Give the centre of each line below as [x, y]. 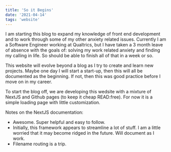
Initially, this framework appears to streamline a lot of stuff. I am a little [87, 128]
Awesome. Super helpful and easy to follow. [59, 122]
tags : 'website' [23, 19]
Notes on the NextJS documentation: [44, 112]
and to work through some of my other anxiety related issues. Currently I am [86, 39]
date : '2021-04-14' [26, 15]
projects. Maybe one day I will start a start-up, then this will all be [74, 71]
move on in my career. [29, 82]
